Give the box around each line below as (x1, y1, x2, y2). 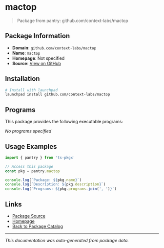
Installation (5, 75, 40, 83)
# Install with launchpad (5, 88, 58, 92)
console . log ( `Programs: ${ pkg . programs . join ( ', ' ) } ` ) (5, 186, 117, 192)
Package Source (12, 213, 45, 219)
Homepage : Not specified (12, 55, 65, 61)
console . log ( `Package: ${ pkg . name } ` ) (5, 178, 82, 182)
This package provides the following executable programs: (5, 119, 123, 125)
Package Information (5, 32, 70, 40)
